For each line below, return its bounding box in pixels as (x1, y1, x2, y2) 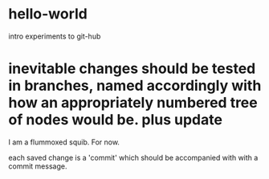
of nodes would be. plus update (8, 111, 223, 129)
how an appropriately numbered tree (8, 94, 259, 112)
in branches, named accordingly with (8, 77, 262, 95)
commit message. (8, 161, 67, 171)
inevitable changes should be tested (8, 59, 256, 78)
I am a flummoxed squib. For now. (8, 137, 120, 147)
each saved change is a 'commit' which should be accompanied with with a (8, 153, 259, 162)
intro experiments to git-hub (8, 31, 101, 41)
